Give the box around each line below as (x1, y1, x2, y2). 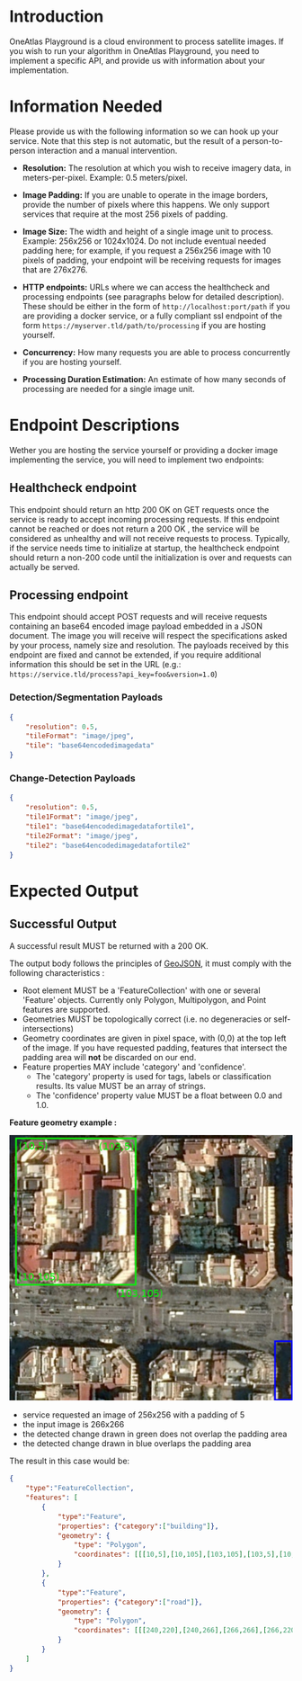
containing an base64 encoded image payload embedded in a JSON (9, 621, 263, 631)
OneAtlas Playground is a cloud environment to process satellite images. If (9, 36, 285, 47)
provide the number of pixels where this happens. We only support (22, 199, 270, 210)
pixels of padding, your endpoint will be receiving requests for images (22, 255, 281, 265)
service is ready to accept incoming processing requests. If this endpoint (9, 514, 280, 524)
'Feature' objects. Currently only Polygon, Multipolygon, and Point (22, 994, 267, 1005)
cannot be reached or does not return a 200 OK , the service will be (9, 523, 260, 534)
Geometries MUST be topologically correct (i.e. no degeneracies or (22, 1014, 272, 1024)
